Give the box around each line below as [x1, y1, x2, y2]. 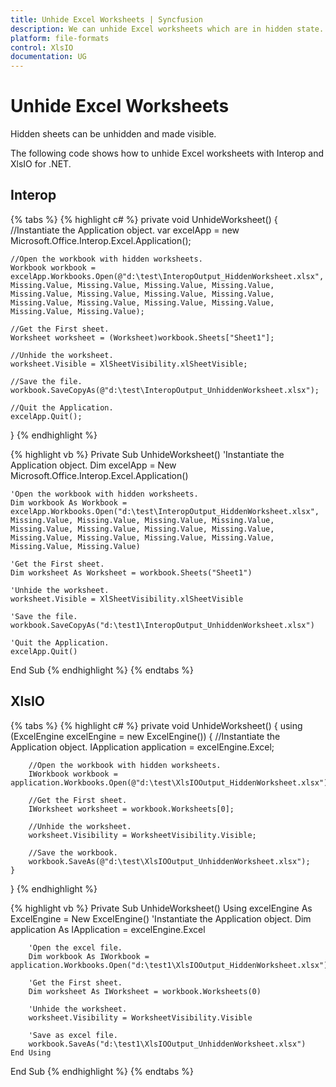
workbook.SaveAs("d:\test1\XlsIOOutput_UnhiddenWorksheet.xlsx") [28, 1039, 307, 1049]
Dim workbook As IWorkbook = [28, 951, 150, 961]
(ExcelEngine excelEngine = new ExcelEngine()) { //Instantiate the [10, 730, 281, 742]
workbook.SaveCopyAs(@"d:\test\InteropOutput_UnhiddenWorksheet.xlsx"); [10, 385, 320, 395]
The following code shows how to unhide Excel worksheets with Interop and [10, 147, 324, 160]
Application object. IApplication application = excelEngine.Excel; [10, 741, 275, 753]
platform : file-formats [10, 33, 110, 43]
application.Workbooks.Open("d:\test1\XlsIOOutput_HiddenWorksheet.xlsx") [10, 960, 329, 970]
